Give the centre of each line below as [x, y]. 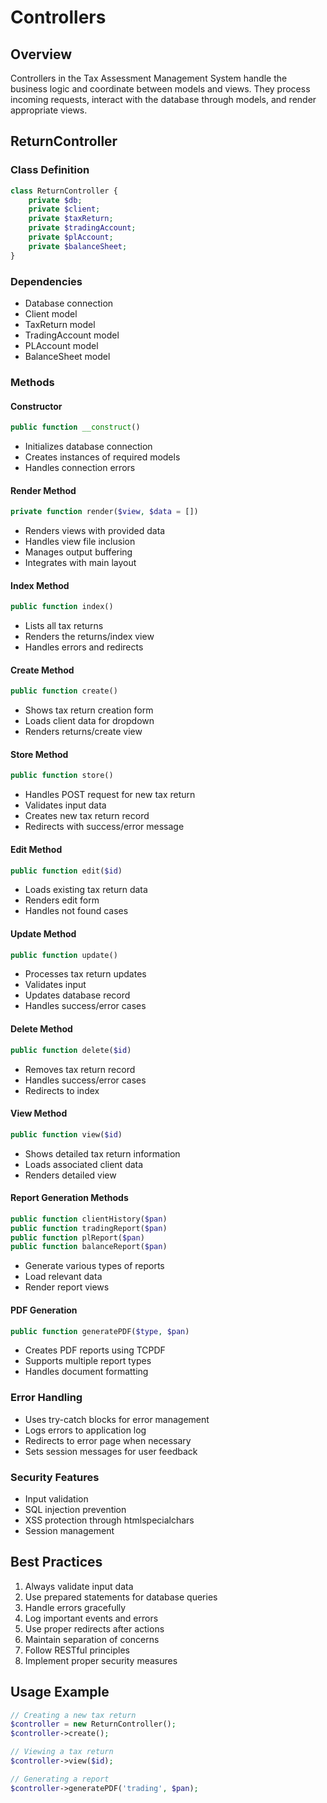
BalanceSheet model [67, 356]
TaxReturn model [60, 324]
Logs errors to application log [85, 1430]
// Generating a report [60, 1779]
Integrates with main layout [80, 563]
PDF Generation [44, 1310]
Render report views [67, 1287]
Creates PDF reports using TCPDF [95, 1350]
